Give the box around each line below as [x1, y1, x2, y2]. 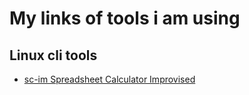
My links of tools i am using [9, 7, 241, 30]
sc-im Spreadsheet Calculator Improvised [23, 73, 196, 85]
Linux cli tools [9, 47, 98, 64]
